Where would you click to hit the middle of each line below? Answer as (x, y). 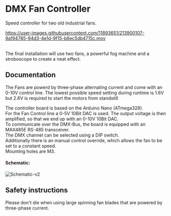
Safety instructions (36, 190)
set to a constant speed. (31, 146)
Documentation (31, 75)
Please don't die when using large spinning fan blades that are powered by (84, 202)
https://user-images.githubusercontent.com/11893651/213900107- (75, 33)
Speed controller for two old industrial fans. (51, 23)
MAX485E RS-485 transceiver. (38, 129)
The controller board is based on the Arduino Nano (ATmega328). (74, 108)
